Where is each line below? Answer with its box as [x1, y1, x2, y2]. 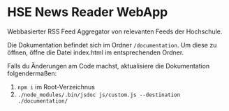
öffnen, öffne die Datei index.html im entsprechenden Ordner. [7, 48, 184, 57]
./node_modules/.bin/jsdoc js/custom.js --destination [17, 91, 181, 98]
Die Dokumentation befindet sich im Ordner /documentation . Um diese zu [7, 40, 217, 49]
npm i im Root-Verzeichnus [17, 82, 96, 91]
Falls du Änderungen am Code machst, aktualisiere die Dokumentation [7, 61, 210, 70]
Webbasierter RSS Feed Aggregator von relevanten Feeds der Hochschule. [7, 27, 223, 36]
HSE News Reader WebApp [7, 4, 168, 20]
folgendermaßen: [7, 69, 57, 77]
